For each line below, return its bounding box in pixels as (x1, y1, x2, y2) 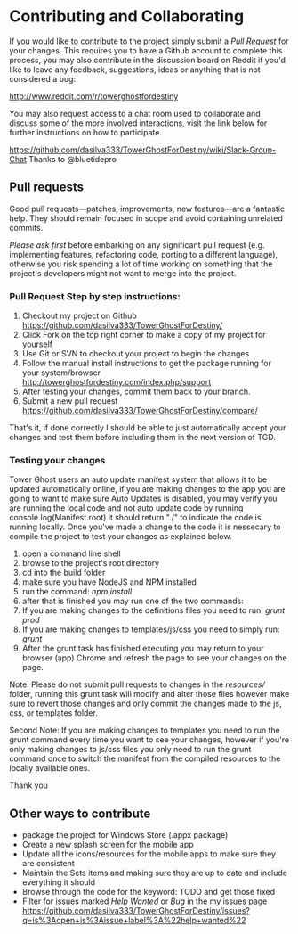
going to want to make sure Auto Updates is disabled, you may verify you (9, 493, 278, 504)
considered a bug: (9, 73, 77, 84)
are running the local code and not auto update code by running (9, 503, 244, 513)
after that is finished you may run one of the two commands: (21, 595, 244, 607)
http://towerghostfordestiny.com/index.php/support (21, 377, 212, 388)
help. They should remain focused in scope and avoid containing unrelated (9, 212, 283, 224)
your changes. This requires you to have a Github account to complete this (9, 45, 283, 55)
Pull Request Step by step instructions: (9, 290, 181, 302)
